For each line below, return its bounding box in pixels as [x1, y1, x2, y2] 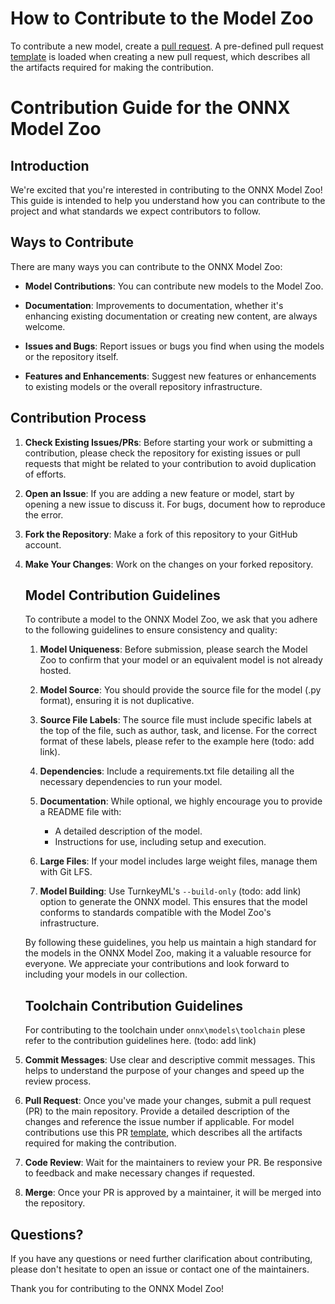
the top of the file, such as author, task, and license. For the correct [39, 725, 318, 737]
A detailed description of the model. [54, 825, 203, 837]
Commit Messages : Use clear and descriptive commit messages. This [24, 1054, 316, 1066]
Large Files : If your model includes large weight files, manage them [39, 855, 318, 867]
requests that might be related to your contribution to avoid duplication [24, 457, 317, 469]
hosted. [39, 665, 72, 677]
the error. [24, 508, 64, 521]
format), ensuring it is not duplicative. [39, 695, 195, 707]
